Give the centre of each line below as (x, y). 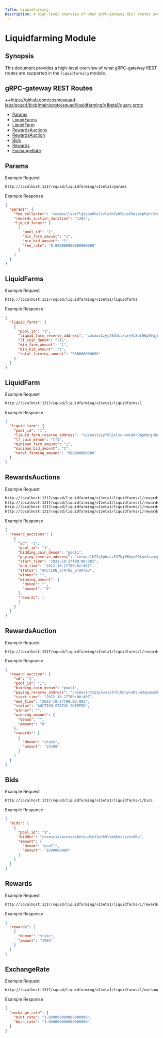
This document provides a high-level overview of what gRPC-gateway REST (81, 68)
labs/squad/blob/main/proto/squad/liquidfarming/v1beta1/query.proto (74, 105)
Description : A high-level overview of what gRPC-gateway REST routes (78, 14)
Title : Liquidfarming (27, 9)
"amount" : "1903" (35, 941)
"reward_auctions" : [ (31, 534)
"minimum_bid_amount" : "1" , (42, 449)
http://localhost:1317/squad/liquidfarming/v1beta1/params (66, 187)
